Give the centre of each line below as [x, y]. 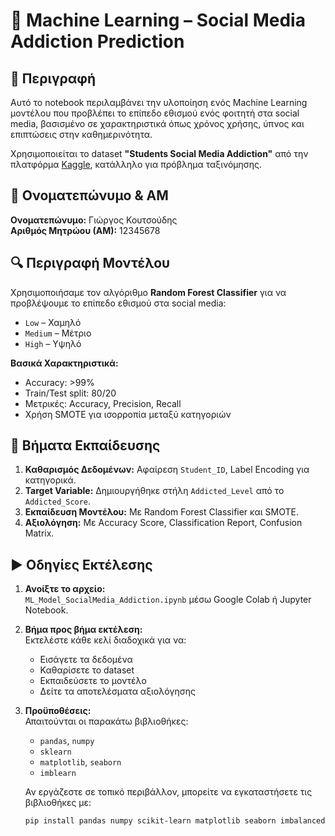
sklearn [55, 752]
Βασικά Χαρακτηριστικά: [64, 363]
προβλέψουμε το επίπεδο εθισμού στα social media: [118, 303]
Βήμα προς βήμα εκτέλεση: [83, 630]
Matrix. [39, 533]
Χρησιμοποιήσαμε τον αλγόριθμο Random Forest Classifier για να [148, 292]
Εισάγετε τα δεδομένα [86, 660]
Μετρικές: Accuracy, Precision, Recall [103, 403]
